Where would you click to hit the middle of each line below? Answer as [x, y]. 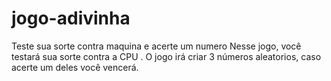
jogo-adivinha [71, 18]
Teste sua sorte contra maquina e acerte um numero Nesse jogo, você [156, 46]
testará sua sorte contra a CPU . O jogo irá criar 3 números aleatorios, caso [166, 56]
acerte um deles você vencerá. [75, 67]
